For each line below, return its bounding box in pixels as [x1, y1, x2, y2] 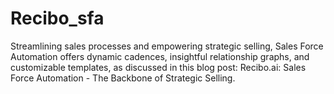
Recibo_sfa [10, 7, 105, 30]
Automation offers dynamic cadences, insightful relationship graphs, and [10, 50, 310, 62]
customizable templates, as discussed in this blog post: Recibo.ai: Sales [10, 61, 307, 73]
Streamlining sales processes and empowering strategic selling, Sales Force [10, 40, 324, 52]
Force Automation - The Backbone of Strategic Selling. [10, 72, 236, 84]
